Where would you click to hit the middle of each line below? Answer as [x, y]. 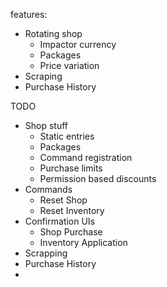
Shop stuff [46, 125]
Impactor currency [78, 44]
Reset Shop [63, 200]
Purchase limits [71, 168]
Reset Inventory [72, 210]
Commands [48, 189]
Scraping [43, 76]
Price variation [69, 65]
